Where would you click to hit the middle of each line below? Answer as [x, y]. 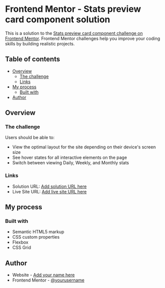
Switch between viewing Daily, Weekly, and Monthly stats [70, 163]
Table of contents [33, 59]
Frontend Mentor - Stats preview [73, 9]
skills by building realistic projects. [40, 43]
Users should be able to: [30, 138]
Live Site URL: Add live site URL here [49, 191]
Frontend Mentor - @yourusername [48, 280]
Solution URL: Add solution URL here [49, 186]
